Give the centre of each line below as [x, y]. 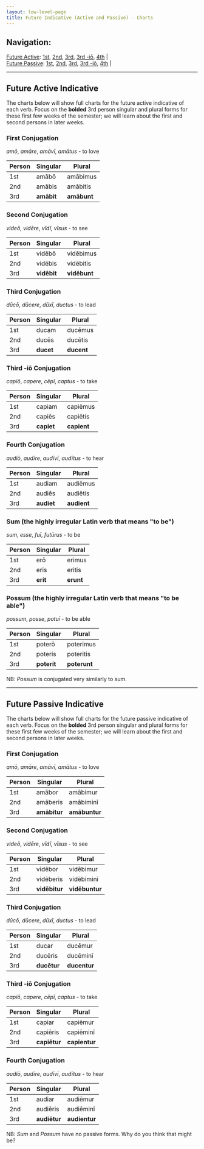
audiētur [49, 1119]
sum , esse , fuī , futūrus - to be [43, 534]
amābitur [49, 812]
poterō [46, 645]
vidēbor [47, 869]
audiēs [46, 493]
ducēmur [80, 946]
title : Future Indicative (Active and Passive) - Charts [80, 18]
